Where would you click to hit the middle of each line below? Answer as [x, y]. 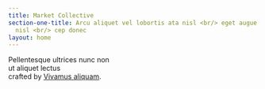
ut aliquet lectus [35, 69]
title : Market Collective [51, 15]
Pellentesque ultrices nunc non [59, 60]
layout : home [30, 37]
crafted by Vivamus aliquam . [55, 76]
